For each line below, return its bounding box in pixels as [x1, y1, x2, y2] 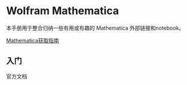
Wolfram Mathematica [6, 4, 119, 18]
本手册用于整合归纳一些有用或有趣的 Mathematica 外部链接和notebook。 [6, 24, 185, 31]
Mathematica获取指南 [6, 37, 60, 44]
